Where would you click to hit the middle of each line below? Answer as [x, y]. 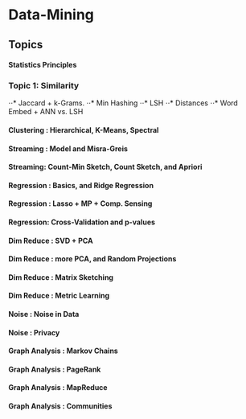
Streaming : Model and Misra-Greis [68, 148]
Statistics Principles [43, 65]
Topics [26, 45]
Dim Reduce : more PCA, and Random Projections [92, 259]
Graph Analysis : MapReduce [58, 388]
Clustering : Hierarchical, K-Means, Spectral [84, 130]
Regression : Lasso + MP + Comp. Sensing [80, 203]
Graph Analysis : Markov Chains [63, 351]
